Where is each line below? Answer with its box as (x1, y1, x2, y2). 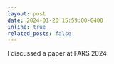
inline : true (7, 23, 46, 30)
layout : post (7, 10, 46, 18)
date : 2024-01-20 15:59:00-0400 (7, 17, 103, 24)
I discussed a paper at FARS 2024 (7, 49, 107, 58)
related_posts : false (7, 30, 72, 37)
